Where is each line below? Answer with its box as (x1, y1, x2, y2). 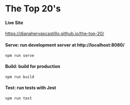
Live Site (5, 19, 23, 25)
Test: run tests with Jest (5, 85, 56, 91)
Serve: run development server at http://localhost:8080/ (5, 42, 125, 48)
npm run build (5, 74, 35, 79)
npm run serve (5, 53, 35, 58)
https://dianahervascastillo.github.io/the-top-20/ (5, 31, 104, 37)
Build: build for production (5, 63, 61, 69)
